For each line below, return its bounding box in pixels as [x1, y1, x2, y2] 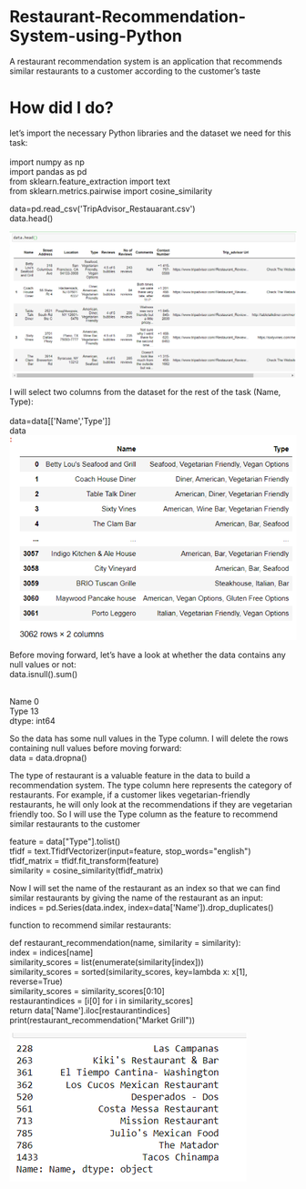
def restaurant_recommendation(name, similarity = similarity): [9, 938, 241, 949]
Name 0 [9, 696, 39, 707]
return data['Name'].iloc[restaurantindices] [9, 1005, 170, 1016]
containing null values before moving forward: [9, 743, 182, 754]
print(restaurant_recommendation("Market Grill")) [9, 1015, 196, 1026]
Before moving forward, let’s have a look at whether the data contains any [9, 649, 287, 661]
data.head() [9, 212, 54, 224]
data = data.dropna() [9, 753, 87, 764]
